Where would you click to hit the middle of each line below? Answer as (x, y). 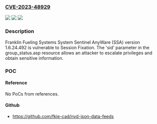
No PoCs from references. (32, 94)
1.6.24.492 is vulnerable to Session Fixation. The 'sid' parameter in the (77, 47)
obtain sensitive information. (34, 58)
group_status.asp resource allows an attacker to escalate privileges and (79, 53)
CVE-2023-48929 (28, 7)
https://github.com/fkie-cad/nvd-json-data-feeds (63, 116)
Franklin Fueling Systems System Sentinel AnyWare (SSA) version (73, 42)
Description (20, 31)
